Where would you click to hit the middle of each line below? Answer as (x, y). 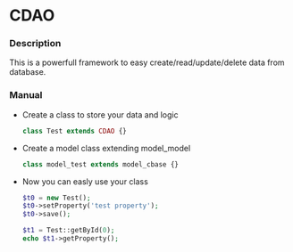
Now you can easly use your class (85, 181)
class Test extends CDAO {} (74, 131)
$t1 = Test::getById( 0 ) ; (68, 231)
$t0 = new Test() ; (56, 198)
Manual (26, 95)
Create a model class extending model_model (106, 148)
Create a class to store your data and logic (100, 114)
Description (35, 44)
